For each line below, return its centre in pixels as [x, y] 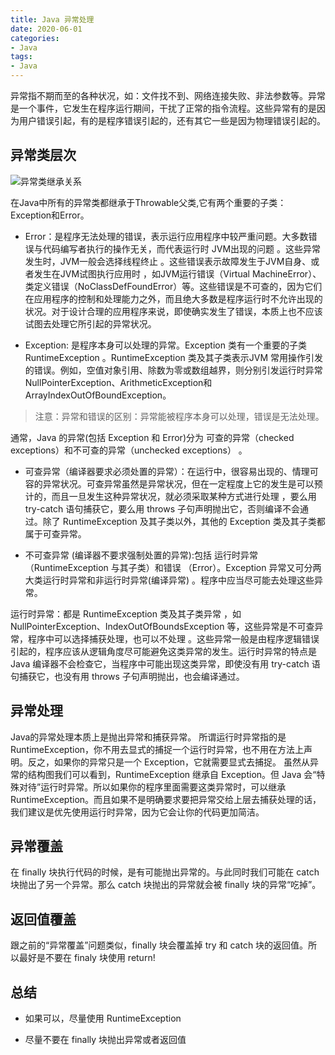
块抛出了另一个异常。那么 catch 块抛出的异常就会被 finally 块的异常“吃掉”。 [166, 885]
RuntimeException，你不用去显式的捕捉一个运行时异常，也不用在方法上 [157, 749]
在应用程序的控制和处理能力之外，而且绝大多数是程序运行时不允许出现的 [173, 298]
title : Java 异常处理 [52, 19]
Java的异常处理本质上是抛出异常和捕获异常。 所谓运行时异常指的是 [148, 737]
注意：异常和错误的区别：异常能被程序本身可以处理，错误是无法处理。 [179, 416]
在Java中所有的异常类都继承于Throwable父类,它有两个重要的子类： [148, 202]
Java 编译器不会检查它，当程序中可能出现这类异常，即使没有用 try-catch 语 [165, 663]
